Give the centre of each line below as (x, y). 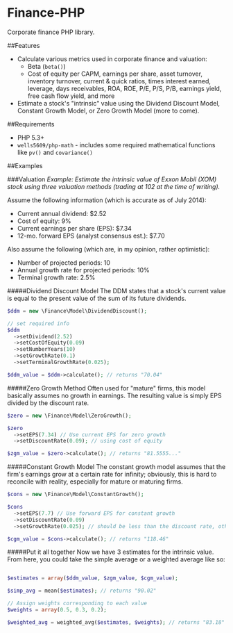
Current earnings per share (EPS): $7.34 (74, 228)
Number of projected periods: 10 (64, 263)
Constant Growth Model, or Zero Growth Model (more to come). (108, 110)
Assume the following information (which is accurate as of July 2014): (107, 200)
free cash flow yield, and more (71, 96)
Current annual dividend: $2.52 (62, 213)
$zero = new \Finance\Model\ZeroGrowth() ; (69, 416)
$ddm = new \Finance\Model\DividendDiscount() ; (77, 311)
